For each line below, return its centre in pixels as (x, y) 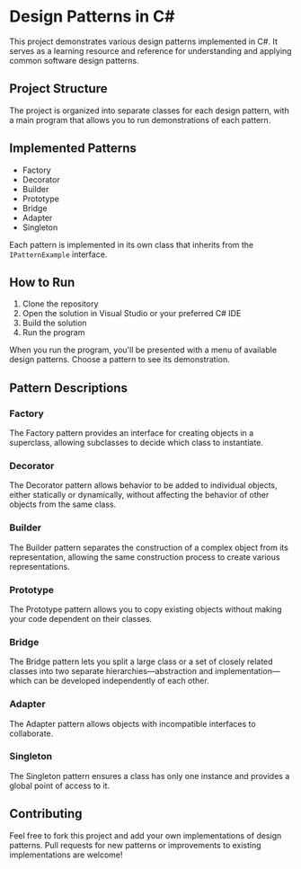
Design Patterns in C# (92, 17)
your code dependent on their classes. (81, 618)
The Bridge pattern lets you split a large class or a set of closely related (141, 661)
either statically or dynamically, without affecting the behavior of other (139, 495)
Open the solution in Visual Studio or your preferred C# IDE (132, 314)
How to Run (42, 282)
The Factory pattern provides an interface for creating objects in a (132, 433)
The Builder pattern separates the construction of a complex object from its (149, 547)
